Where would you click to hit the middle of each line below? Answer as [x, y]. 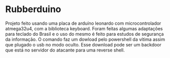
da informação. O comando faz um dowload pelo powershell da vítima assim [85, 39]
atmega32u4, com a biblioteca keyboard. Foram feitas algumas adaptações [84, 28]
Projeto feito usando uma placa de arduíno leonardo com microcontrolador [83, 23]
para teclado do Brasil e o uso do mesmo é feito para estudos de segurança [84, 34]
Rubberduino [33, 9]
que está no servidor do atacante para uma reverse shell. [65, 50]
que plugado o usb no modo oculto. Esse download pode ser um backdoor [83, 44]
